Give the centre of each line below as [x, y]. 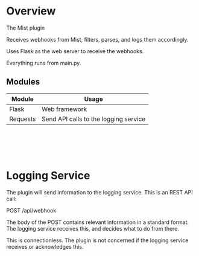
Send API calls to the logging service [93, 119]
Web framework [64, 109]
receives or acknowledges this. [45, 247]
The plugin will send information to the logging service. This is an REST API [99, 193]
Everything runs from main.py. [44, 63]
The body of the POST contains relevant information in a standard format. [97, 222]
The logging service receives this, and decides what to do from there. [93, 229]
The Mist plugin [26, 28]
